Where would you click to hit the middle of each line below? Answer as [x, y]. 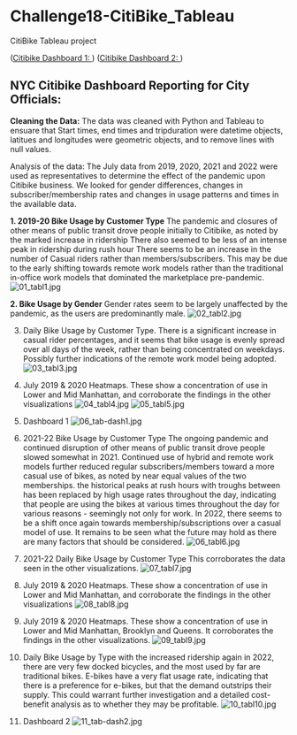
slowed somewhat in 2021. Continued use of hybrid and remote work [148, 456]
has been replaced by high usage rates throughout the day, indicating [149, 494]
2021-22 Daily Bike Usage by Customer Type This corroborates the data [154, 558]
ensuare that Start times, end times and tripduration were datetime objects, [147, 130]
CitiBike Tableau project [53, 41]
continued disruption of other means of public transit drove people [144, 448]
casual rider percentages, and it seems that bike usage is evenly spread [154, 340]
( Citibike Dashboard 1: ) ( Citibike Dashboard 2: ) [97, 57]
